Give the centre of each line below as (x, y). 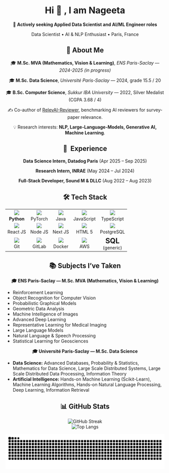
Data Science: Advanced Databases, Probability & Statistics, (76, 363)
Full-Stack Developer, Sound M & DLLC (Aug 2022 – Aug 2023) (85, 180)
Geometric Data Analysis (38, 308)
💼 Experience (85, 149)
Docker (61, 246)
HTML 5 (85, 232)
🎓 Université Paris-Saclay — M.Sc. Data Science (85, 351)
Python (17, 219)
